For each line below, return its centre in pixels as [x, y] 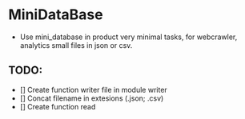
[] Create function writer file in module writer [94, 89]
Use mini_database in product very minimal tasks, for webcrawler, [129, 37]
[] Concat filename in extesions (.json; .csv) [92, 98]
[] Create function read [58, 106]
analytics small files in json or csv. [76, 45]
